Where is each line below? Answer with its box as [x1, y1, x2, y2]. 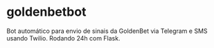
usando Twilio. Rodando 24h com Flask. [6, 34, 121, 42]
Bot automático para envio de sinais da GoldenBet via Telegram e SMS [6, 27, 208, 35]
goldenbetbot [6, 4, 87, 20]
